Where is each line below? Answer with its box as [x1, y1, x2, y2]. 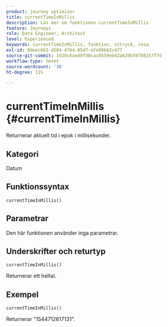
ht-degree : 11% [6, 69, 44, 75]
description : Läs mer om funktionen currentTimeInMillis [6, 20, 149, 25]
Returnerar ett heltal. [6, 273, 57, 280]
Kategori [6, 149, 39, 159]
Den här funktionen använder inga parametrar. [6, 229, 119, 237]
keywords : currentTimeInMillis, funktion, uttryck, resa [6, 42, 149, 48]
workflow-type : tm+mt [6, 58, 60, 64]
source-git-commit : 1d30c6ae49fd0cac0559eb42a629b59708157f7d [6, 53, 162, 59]
